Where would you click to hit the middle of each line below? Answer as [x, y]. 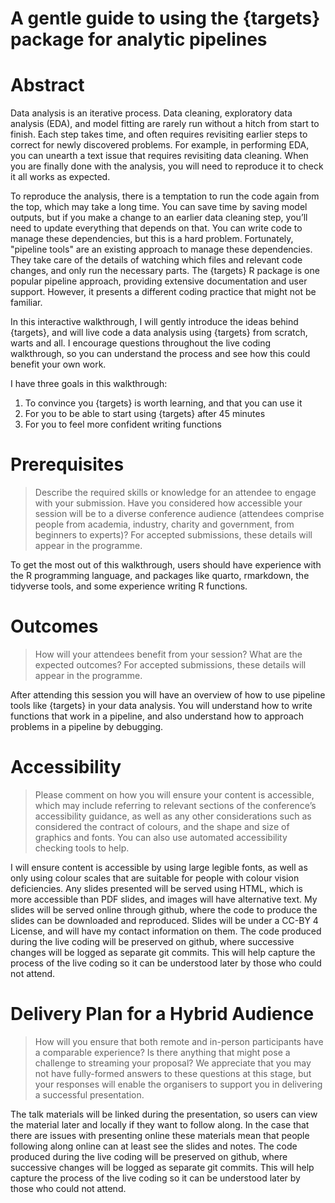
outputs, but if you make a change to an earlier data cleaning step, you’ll [159, 218]
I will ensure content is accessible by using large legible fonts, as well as [159, 867]
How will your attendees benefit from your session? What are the [168, 654]
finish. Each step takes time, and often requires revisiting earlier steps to [159, 134]
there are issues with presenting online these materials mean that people [160, 1135]
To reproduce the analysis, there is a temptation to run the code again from [165, 196]
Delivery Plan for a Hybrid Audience [162, 1014]
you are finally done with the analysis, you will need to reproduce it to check [167, 166]
